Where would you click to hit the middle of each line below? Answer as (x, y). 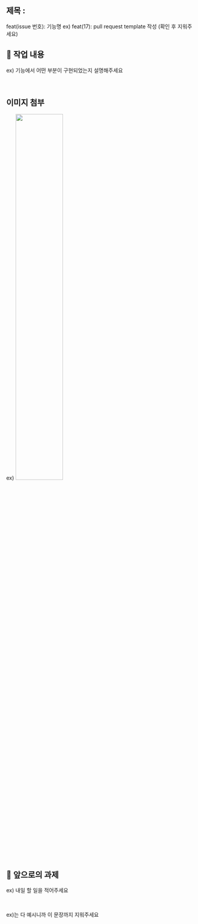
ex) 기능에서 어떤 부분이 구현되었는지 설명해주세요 (64, 70)
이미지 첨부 (25, 103)
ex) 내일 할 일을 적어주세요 (37, 890)
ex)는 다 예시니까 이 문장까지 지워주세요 (52, 915)
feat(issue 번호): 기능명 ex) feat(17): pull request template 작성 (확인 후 (91, 26)
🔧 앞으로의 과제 (32, 874)
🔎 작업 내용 (25, 55)
